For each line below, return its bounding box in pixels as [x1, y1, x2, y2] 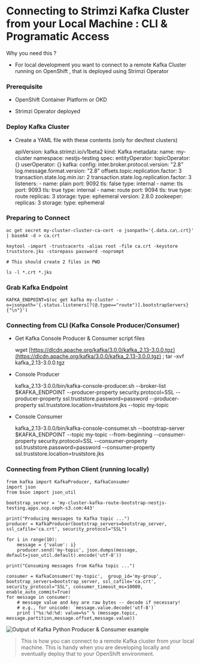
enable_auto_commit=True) [6, 589, 71, 595]
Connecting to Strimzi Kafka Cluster [6, 4, 190, 18]
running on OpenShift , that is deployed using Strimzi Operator [14, 67, 169, 74]
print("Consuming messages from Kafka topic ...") [6, 562, 135, 569]
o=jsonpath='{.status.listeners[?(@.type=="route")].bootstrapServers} [6, 302, 189, 308]
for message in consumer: [6, 594, 71, 600]
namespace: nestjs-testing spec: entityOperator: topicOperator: [33, 154, 190, 161]
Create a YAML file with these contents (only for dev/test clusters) [14, 136, 178, 143]
